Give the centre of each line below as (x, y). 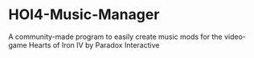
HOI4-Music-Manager (84, 15)
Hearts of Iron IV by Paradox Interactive (94, 44)
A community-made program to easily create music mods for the (115, 37)
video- (235, 37)
